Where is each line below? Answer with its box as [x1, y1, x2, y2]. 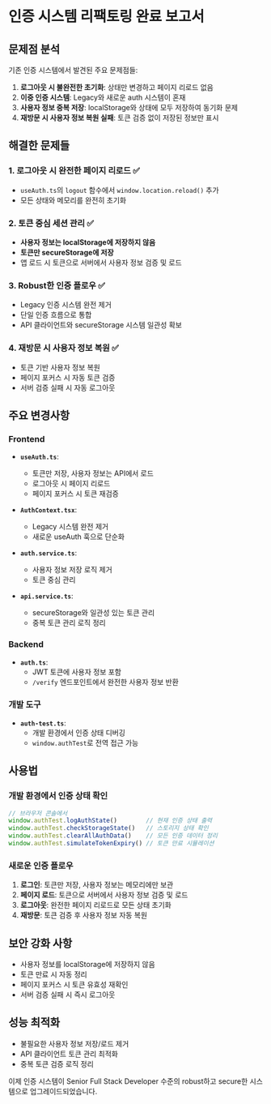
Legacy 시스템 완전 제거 [32, 522, 109, 532]
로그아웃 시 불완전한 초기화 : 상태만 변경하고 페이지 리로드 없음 [19, 83, 214, 92]
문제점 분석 [8, 42, 61, 56]
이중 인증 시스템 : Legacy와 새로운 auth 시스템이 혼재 [19, 92, 186, 102]
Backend [8, 639, 44, 650]
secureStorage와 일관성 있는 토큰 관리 [32, 608, 155, 618]
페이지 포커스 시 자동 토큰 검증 [19, 372, 116, 382]
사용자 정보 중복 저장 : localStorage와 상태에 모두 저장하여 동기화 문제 [19, 103, 239, 112]
